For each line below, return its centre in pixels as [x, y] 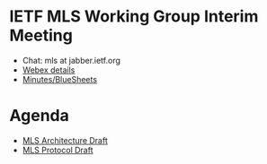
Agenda [39, 116]
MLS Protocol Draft [58, 150]
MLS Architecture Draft [65, 140]
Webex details [49, 70]
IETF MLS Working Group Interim [134, 17]
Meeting [41, 35]
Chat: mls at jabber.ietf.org [71, 60]
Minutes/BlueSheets [59, 79]
